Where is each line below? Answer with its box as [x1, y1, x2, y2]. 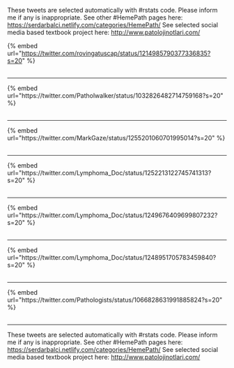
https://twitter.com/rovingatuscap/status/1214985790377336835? [21, 49, 211, 57]
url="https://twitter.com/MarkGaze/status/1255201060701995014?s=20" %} [7, 134, 226, 142]
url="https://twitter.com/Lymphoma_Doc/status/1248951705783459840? [7, 253, 217, 261]
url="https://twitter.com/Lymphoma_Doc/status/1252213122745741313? [7, 169, 212, 177]
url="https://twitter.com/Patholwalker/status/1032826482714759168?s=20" [7, 91, 224, 100]
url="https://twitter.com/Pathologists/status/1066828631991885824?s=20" [7, 296, 223, 304]
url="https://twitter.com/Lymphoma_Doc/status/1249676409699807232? [7, 211, 218, 219]
